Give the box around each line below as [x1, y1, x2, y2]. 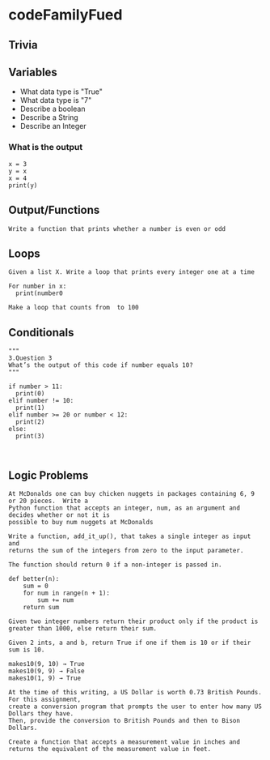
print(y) [8, 181, 38, 190]
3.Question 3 [8, 354, 53, 362]
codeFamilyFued [8, 6, 123, 24]
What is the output [8, 142, 83, 153]
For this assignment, [8, 695, 82, 703]
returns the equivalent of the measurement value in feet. [8, 745, 212, 753]
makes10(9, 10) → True [8, 660, 85, 668]
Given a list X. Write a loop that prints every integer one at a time [8, 268, 255, 276]
